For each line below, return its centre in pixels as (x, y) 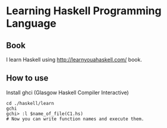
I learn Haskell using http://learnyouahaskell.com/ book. (74, 60)
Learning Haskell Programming (84, 11)
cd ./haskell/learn (30, 103)
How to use (27, 78)
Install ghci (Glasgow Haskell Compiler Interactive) (68, 92)
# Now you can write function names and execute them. (75, 119)
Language (31, 23)
